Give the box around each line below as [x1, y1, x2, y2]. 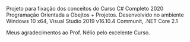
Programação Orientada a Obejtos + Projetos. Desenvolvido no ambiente [6, 11, 184, 18]
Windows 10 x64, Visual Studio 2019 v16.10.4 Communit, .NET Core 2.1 [6, 18, 178, 24]
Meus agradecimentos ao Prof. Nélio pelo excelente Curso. [6, 29, 150, 36]
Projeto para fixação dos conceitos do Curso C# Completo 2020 [6, 5, 164, 12]
